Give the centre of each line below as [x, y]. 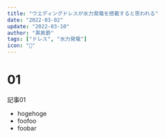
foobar [27, 128]
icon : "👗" [21, 46]
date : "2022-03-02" [35, 20]
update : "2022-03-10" [38, 26]
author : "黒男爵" [31, 33]
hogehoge [32, 113]
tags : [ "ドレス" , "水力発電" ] [47, 39]
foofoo [27, 121]
